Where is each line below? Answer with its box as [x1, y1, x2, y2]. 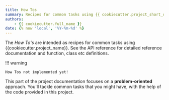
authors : [5, 16, 24, 21]
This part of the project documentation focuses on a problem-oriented [5, 78, 152, 84]
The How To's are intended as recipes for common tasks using [5, 39, 135, 45]
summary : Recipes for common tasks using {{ [5, 12, 100, 17]
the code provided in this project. [5, 89, 74, 95]
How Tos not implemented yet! [5, 69, 69, 75]
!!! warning [5, 60, 28, 66]
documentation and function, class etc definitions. [5, 50, 109, 56]
